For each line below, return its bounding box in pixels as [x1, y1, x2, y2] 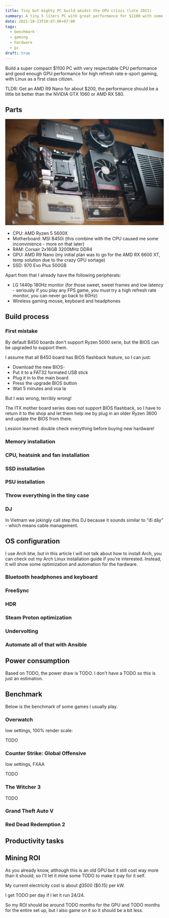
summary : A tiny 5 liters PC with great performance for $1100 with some [5, 13, 163, 19]
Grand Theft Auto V [5, 808, 54, 815]
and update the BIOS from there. [5, 416, 73, 422]
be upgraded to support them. [5, 344, 68, 350]
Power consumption [5, 657, 70, 665]
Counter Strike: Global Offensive [5, 750, 87, 757]
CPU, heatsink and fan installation [5, 451, 90, 458]
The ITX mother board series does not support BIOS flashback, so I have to [5, 405, 161, 411]
